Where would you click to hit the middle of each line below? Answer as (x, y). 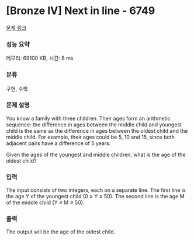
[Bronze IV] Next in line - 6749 (81, 11)
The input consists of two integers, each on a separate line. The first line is (96, 190)
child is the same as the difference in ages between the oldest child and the (97, 130)
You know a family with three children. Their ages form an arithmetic (88, 118)
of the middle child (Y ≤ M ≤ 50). (45, 202)
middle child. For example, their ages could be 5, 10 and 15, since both (91, 137)
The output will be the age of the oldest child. (61, 232)
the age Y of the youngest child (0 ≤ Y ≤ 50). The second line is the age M (96, 197)
